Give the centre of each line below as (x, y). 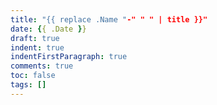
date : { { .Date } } (48, 29)
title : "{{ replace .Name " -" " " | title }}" (109, 19)
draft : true (35, 38)
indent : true (37, 47)
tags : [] (28, 85)
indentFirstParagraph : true (69, 57)
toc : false (33, 76)
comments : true (42, 66)
